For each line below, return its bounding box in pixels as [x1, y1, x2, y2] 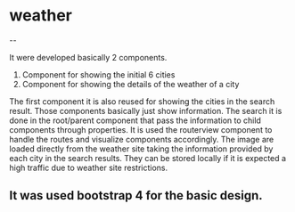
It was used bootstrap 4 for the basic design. [9, 188, 263, 203]
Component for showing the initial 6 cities [21, 69, 176, 80]
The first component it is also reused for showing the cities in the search [9, 95, 275, 107]
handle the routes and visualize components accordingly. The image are [9, 134, 275, 144]
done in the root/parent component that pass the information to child [9, 115, 261, 126]
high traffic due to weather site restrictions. [9, 162, 168, 173]
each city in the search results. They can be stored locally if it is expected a [9, 152, 287, 163]
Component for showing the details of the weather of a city [21, 78, 240, 89]
